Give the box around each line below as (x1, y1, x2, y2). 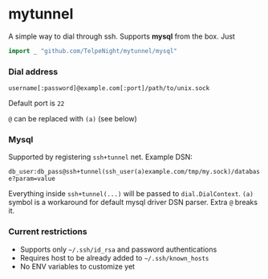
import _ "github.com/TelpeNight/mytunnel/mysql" (8, 47, 178, 55)
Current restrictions (8, 226, 87, 237)
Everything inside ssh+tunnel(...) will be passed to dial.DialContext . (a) (8, 189, 254, 199)
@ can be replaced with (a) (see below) (8, 114, 138, 124)
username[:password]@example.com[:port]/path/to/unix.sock (8, 84, 210, 92)
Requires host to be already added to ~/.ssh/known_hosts (19, 252, 209, 262)
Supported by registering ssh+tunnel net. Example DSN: (8, 152, 193, 162)
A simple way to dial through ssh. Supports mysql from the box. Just (8, 31, 235, 41)
